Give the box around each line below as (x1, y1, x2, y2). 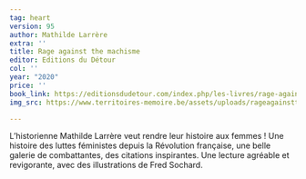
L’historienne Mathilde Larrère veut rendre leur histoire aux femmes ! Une (9, 131, 284, 142)
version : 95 (9, 22, 55, 31)
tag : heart (9, 13, 51, 23)
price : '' (9, 81, 47, 90)
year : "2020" (9, 73, 59, 82)
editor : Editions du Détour (9, 55, 117, 65)
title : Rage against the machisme (9, 47, 141, 56)
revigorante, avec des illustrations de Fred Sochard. (9, 160, 203, 171)
